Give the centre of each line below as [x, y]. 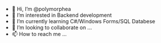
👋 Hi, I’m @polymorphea [41, 9]
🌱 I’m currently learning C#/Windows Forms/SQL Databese [83, 21]
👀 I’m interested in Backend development [62, 15]
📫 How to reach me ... [39, 34]
